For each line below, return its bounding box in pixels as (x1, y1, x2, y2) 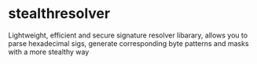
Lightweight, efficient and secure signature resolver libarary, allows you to (8, 30, 248, 40)
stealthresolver (8, 5, 111, 23)
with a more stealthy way (8, 47, 90, 56)
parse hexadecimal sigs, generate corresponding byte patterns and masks (8, 38, 249, 48)
